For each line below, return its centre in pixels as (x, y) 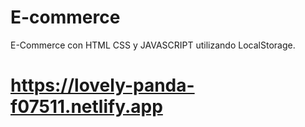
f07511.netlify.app (86, 107)
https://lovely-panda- (102, 85)
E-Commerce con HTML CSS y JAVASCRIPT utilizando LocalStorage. (153, 45)
